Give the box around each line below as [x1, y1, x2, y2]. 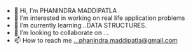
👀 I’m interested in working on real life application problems [13, 14, 186, 22]
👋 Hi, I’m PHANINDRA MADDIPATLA [13, 7, 117, 14]
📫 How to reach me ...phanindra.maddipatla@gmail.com [13, 37, 178, 44]
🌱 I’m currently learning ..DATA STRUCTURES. [13, 21, 147, 29]
